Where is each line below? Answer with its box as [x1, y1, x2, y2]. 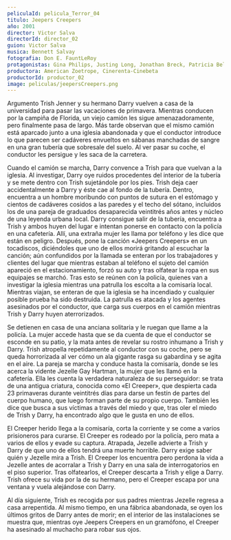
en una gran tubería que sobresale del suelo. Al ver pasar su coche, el [7, 143, 206, 151]
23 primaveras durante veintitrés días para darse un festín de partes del [7, 389, 210, 398]
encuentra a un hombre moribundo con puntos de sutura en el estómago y [7, 193, 219, 202]
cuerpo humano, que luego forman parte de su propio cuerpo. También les [7, 396, 219, 404]
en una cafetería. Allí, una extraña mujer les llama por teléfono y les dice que [7, 230, 224, 238]
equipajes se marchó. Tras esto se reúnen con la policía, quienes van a [7, 273, 208, 282]
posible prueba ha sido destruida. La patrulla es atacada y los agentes [7, 295, 206, 303]
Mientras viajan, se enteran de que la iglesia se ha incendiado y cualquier [7, 288, 215, 296]
